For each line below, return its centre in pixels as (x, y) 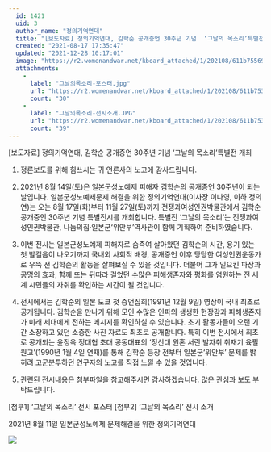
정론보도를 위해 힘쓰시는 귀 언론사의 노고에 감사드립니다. (108, 169)
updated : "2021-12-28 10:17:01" (70, 53)
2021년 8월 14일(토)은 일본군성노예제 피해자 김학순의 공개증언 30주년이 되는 (140, 186)
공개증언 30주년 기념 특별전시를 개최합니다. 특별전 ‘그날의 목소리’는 (125, 217)
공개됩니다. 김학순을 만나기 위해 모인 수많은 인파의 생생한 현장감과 (123, 312)
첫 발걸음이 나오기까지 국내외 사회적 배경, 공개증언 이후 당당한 (117, 254)
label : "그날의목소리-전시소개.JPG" (83, 114)
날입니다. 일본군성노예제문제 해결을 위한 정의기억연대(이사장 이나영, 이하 (133, 197)
